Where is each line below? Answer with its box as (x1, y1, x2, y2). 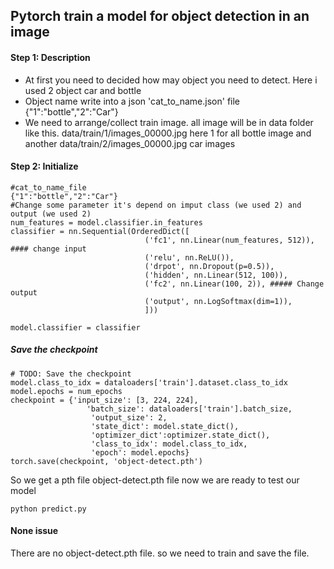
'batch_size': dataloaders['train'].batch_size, (86, 404, 293, 414)
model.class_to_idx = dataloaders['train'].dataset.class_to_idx (10, 377, 288, 388)
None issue (10, 525, 59, 537)
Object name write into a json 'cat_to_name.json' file (24, 95, 241, 107)
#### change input (10, 244, 87, 254)
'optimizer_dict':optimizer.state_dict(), (90, 430, 271, 440)
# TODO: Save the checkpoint (10, 369, 132, 379)
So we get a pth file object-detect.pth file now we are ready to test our (10, 474, 300, 486)
